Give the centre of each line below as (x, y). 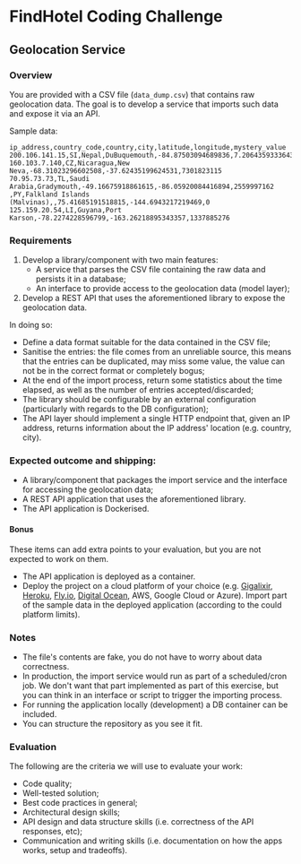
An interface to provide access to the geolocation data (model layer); (163, 289)
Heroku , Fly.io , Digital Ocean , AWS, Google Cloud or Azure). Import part (155, 595)
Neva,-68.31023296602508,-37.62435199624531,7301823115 (116, 171)
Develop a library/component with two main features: (120, 260)
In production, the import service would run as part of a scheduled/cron (155, 676)
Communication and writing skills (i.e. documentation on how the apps (152, 841)
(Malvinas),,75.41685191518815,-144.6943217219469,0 (110, 202)
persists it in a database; (81, 279)
